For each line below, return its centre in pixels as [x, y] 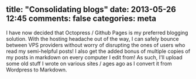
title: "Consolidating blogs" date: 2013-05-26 [91, 10]
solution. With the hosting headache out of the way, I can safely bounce [93, 39]
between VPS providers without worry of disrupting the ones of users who [96, 45]
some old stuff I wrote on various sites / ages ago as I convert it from [89, 63]
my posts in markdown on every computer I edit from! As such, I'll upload [94, 57]
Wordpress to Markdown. [37, 70]
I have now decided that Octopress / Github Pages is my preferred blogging [97, 33]
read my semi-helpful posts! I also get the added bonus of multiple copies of [98, 51]
